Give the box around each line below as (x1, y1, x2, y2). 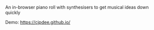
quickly (5, 9, 21, 15)
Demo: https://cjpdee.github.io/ (5, 19, 71, 25)
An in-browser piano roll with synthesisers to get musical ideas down (5, 4, 149, 10)
